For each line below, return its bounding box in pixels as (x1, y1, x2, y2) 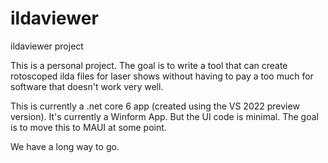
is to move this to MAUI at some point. (10, 121, 167, 133)
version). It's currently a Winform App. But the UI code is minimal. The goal (10, 110, 319, 122)
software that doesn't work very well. (10, 80, 164, 92)
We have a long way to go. (10, 140, 120, 152)
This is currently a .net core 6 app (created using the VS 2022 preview (10, 100, 300, 112)
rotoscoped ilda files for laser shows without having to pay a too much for (10, 70, 314, 82)
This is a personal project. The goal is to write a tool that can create (10, 59, 288, 71)
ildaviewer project (10, 40, 84, 52)
